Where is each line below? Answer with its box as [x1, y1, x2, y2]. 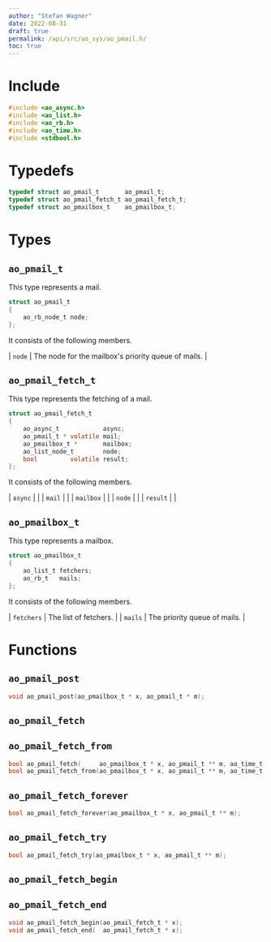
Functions [8, 640, 77, 659]
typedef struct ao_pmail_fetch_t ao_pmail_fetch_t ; [8, 196, 187, 204]
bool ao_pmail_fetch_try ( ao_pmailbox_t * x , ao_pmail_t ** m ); [8, 851, 227, 859]
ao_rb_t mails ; [23, 574, 82, 583]
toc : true [8, 42, 42, 50]
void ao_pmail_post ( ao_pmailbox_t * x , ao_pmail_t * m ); [8, 692, 205, 700]
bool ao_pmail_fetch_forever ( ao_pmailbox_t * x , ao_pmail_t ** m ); [8, 809, 242, 818]
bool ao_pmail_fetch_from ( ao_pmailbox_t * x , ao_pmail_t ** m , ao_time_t [8, 768, 264, 776]
